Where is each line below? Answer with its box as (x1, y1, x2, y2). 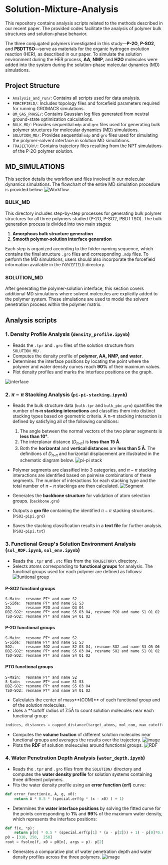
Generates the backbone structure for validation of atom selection (12, 492, 150, 499)
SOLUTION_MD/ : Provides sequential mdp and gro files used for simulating (12, 132, 158, 138)
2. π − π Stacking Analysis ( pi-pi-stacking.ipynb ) (5, 391, 127, 398)
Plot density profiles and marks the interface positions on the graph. (12, 369, 153, 375)
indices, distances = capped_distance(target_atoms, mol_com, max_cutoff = (5, 722, 164, 727)
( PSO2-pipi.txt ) (12, 528, 45, 534)
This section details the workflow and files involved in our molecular (5, 176, 145, 182)
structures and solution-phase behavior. (5, 31, 88, 37)
